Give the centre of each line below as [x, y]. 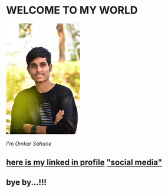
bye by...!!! [27, 182]
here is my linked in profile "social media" [84, 162]
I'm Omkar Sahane [29, 144]
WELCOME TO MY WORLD [72, 10]
